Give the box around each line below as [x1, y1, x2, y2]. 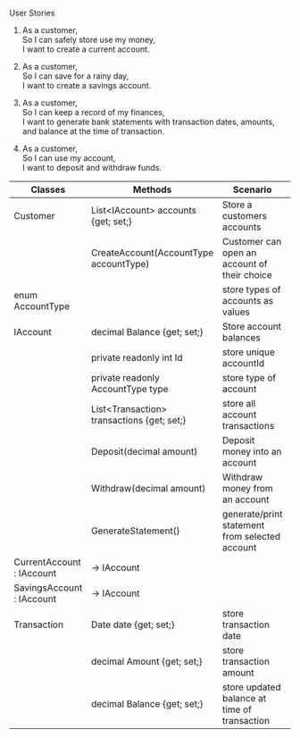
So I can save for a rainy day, [21, 71, 129, 81]
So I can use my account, [21, 153, 116, 164]
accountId [221, 357, 265, 369]
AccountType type [90, 383, 169, 395]
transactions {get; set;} [90, 415, 187, 426]
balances [221, 331, 261, 343]
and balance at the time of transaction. [21, 126, 165, 137]
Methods [132, 183, 172, 196]
